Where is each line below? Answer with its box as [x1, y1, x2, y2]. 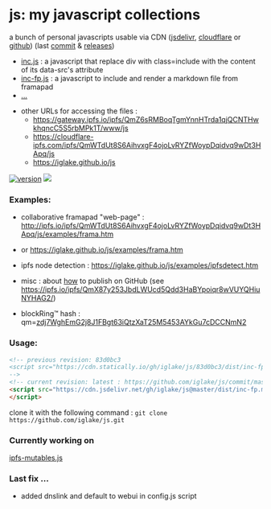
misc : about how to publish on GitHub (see [20, 276, 164, 286]
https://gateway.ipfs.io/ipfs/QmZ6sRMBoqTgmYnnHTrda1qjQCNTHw [32, 114, 260, 124]
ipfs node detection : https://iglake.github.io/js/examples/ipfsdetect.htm [20, 261, 259, 270]
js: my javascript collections [9, 6, 200, 24]
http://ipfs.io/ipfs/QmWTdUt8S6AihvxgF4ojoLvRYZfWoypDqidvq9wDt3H [20, 221, 261, 231]
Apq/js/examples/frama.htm [20, 229, 114, 239]
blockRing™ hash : [20, 309, 81, 318]
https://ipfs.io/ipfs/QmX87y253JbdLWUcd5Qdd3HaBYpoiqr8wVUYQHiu [20, 285, 261, 294]
